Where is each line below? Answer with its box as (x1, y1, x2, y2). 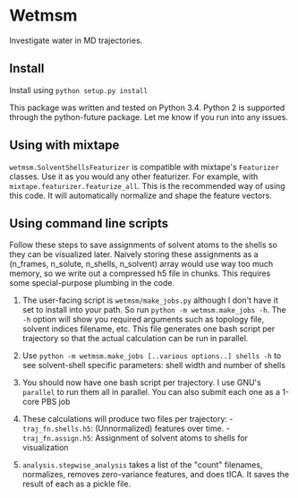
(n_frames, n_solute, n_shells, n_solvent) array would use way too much (9, 259, 274, 270)
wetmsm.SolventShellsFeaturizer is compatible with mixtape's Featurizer (9, 161, 280, 172)
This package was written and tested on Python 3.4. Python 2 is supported (9, 102, 285, 113)
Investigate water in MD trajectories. (9, 35, 143, 46)
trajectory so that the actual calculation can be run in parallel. (21, 333, 249, 344)
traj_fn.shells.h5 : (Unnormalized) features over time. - (21, 423, 230, 434)
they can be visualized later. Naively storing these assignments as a (9, 249, 259, 260)
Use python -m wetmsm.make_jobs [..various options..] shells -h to (21, 350, 282, 361)
